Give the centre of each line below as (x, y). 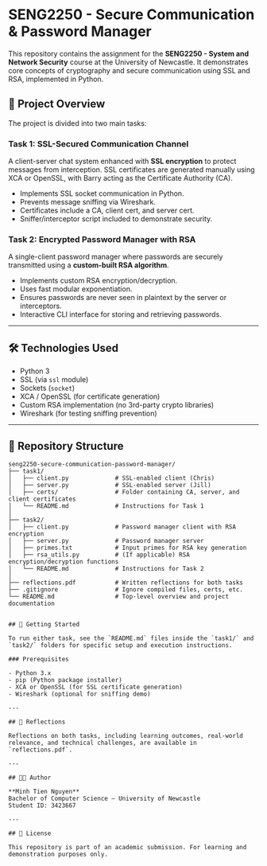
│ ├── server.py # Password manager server (106, 540)
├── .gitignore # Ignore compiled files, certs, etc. (126, 589)
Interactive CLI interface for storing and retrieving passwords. (121, 314)
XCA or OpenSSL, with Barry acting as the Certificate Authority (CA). (120, 178)
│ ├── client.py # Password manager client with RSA (122, 527)
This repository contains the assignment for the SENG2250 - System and (129, 53)
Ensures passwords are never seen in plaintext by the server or (123, 298)
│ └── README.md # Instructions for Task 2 (106, 568)
